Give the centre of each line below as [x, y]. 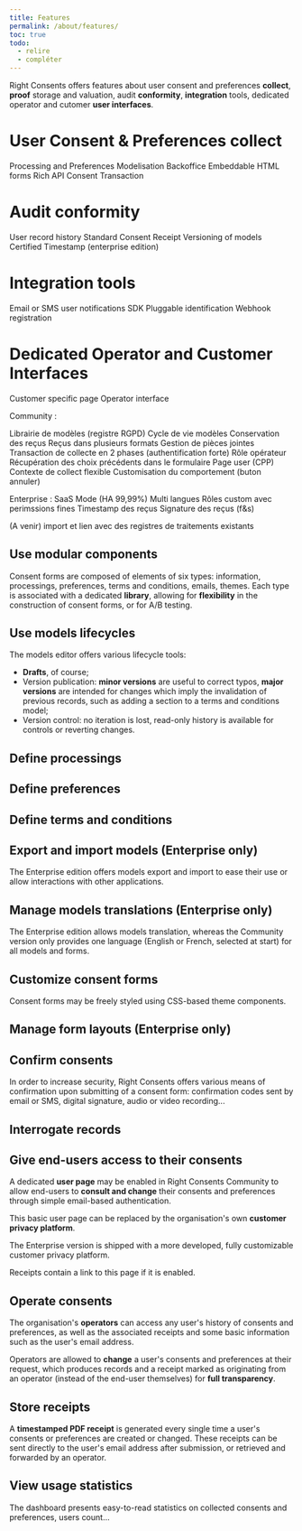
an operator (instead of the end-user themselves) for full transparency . [142, 1378]
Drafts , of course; [55, 673]
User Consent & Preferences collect [146, 141]
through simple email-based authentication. [90, 1201]
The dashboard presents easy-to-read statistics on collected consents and [148, 1508]
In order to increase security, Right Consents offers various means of [137, 1082]
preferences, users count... [59, 1517]
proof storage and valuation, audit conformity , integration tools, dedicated [149, 95]
